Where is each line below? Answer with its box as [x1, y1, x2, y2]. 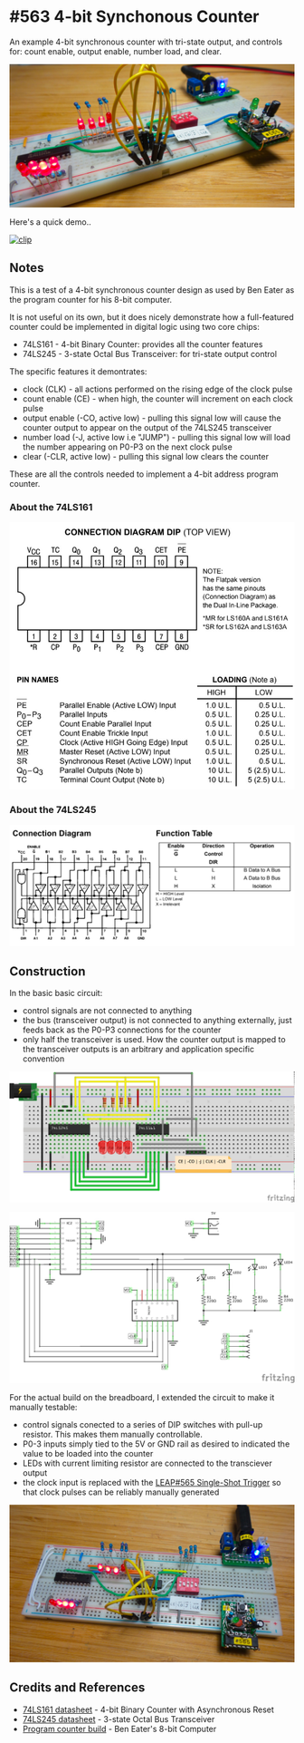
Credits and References [9, 1680, 146, 1696]
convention [22, 1053, 65, 1064]
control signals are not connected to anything [22, 1005, 193, 1016]
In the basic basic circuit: [9, 988, 103, 999]
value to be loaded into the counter [22, 1448, 154, 1459]
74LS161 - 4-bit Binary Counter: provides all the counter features [22, 338, 263, 350]
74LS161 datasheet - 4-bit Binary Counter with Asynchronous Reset [22, 1704, 274, 1715]
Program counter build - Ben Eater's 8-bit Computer [22, 1723, 217, 1734]
